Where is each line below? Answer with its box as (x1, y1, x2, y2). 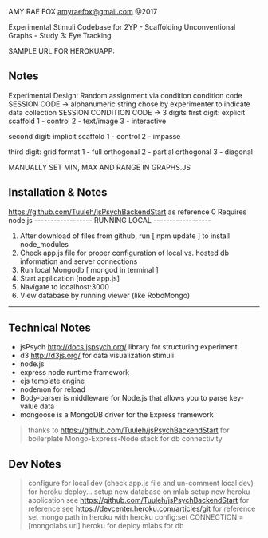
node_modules (19, 239, 69, 249)
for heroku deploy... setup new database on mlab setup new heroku (27, 487, 250, 496)
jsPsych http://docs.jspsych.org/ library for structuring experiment (19, 342, 238, 352)
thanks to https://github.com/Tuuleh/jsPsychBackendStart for (27, 425, 230, 435)
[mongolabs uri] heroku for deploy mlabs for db (27, 521, 184, 531)
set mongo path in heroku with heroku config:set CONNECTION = (27, 512, 244, 522)
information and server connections (19, 256, 138, 266)
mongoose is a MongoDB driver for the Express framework (19, 410, 214, 420)
